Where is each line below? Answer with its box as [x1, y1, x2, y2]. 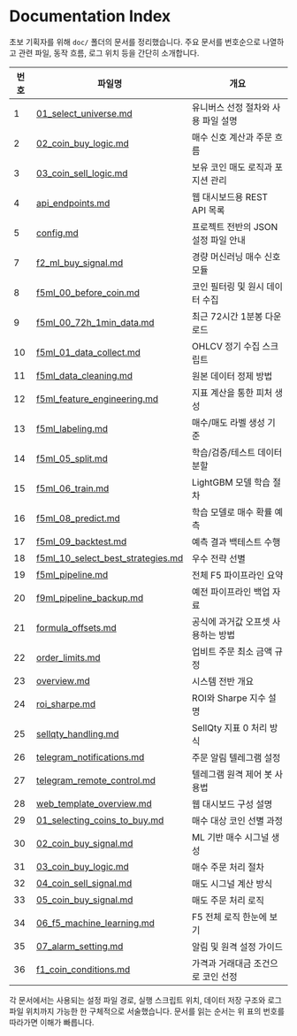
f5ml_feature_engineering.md [36, 392, 159, 404]
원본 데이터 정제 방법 [191, 370, 272, 382]
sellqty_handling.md [36, 727, 119, 740]
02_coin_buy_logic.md [36, 137, 130, 150]
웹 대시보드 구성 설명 [191, 798, 272, 810]
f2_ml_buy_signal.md [36, 257, 124, 269]
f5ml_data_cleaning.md [36, 369, 133, 381]
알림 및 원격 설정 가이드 [191, 940, 283, 953]
